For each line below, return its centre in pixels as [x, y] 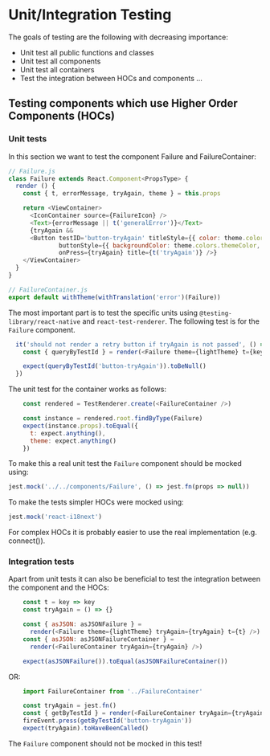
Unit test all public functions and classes [87, 52]
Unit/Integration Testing [90, 15]
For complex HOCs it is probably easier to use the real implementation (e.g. [133, 533]
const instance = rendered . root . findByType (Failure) [113, 419]
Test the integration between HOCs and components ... [111, 78]
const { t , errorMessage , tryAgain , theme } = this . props [122, 194]
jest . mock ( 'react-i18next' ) [55, 517]
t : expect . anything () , [67, 433]
